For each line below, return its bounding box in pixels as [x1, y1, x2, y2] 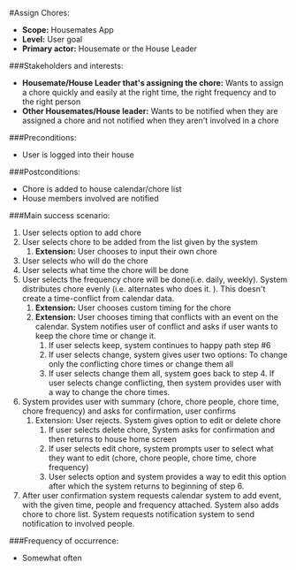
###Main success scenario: [9, 210, 110, 220]
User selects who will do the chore [21, 255, 148, 266]
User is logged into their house [21, 149, 134, 160]
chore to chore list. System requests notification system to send [21, 509, 254, 520]
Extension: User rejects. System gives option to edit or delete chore [34, 415, 281, 425]
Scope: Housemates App [21, 25, 115, 34]
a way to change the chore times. [48, 387, 171, 397]
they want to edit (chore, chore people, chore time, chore [48, 452, 257, 463]
